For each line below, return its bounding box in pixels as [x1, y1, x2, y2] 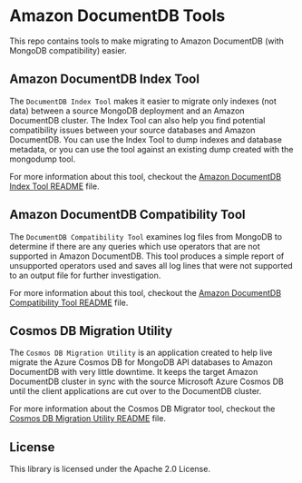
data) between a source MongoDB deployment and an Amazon [9, 105, 245, 116]
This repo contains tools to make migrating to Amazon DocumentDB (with [9, 35, 284, 46]
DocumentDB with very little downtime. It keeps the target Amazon [9, 367, 258, 378]
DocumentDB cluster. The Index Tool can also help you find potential [9, 114, 266, 125]
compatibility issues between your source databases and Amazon [9, 124, 256, 135]
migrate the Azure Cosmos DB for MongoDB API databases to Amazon [9, 357, 274, 368]
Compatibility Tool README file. [9, 297, 129, 308]
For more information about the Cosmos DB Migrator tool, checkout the [9, 403, 276, 414]
